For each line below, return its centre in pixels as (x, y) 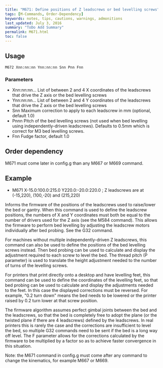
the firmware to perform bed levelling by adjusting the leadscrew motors (77, 225)
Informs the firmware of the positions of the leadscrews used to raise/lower (81, 204)
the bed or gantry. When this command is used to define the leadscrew (76, 210)
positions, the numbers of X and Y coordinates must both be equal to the (78, 215)
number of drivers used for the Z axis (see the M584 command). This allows (81, 220)
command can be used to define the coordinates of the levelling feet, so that (81, 280)
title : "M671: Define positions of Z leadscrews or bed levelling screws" (82, 9)
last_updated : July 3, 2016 (33, 23)
